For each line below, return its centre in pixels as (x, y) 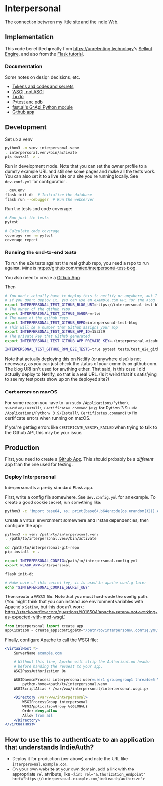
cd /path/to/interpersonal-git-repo (42, 548)
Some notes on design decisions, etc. (42, 77)
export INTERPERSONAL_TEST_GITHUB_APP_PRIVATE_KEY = (58, 341)
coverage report (21, 240)
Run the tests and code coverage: (39, 209)
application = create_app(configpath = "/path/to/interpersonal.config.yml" (82, 630)
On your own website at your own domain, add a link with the (73, 769)
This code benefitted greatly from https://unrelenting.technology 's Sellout (79, 48)
